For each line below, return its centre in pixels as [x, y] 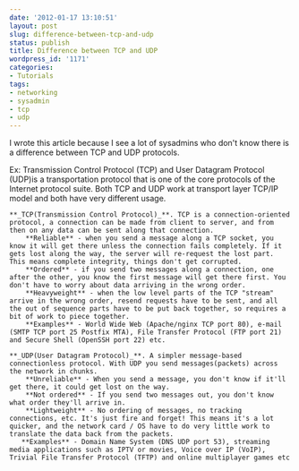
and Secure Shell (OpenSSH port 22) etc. [88, 340]
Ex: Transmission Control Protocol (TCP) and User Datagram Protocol [137, 170]
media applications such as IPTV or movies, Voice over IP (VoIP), [138, 450]
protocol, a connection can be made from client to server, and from [142, 223]
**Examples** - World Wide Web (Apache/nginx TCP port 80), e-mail [154, 325]
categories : [31, 68]
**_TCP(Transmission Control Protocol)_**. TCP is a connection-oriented [150, 215]
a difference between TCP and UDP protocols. [94, 152]
